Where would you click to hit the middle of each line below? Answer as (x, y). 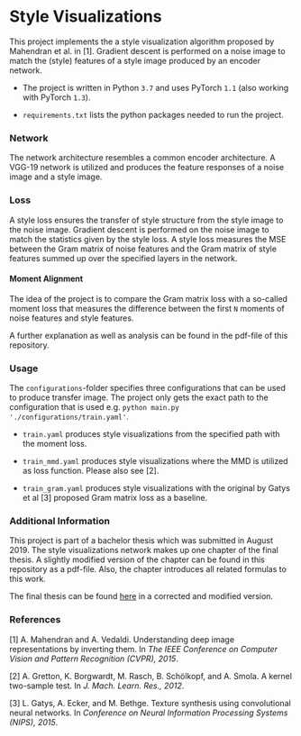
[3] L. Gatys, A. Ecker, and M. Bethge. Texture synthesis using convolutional (150, 703)
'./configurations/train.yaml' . (69, 417)
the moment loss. (55, 444)
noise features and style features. (72, 318)
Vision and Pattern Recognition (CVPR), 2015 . (94, 659)
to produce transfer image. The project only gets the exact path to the (139, 397)
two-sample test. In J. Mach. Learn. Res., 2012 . (97, 686)
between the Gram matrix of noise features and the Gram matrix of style (143, 249)
